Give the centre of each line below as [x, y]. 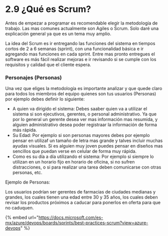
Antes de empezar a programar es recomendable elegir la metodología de [81, 23]
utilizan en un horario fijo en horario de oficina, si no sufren [73, 162]
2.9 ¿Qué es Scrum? [48, 9]
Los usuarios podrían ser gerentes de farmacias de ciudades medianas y [80, 192]
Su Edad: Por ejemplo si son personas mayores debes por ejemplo [81, 135]
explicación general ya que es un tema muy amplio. [58, 33]
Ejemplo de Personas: [28, 182]
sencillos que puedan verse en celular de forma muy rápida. [74, 151]
